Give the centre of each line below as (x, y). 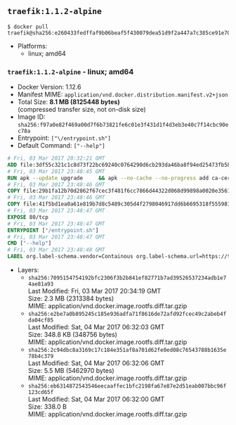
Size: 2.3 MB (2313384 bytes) (71, 298)
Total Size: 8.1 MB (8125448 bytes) (69, 102)
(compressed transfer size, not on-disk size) (81, 110)
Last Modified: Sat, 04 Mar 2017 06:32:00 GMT (96, 399)
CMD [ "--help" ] (29, 243)
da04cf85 (41, 320)
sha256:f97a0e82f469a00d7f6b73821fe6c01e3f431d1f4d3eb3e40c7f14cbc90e (123, 125)
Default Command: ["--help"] (61, 146)
